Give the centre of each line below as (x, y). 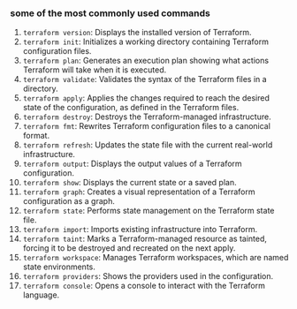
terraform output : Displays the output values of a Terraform (132, 164)
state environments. (59, 267)
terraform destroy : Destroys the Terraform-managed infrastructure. (147, 117)
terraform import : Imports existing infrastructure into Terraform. (140, 230)
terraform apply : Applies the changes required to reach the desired (146, 98)
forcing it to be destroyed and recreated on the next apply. (129, 248)
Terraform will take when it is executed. (95, 70)
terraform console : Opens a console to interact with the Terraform (144, 286)
